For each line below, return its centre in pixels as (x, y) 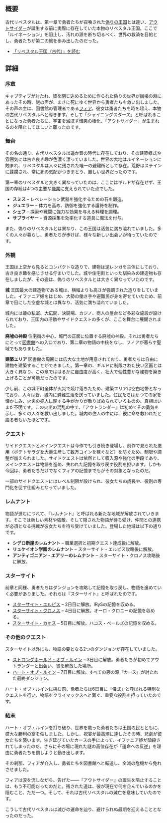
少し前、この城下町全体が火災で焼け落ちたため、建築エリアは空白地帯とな (81, 389)
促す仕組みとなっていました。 (48, 488)
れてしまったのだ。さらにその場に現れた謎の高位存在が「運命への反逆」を (81, 746)
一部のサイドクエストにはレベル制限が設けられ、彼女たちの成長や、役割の (81, 481)
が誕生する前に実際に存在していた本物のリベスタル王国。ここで (92, 28)
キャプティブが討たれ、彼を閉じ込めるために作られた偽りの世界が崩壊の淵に (83, 96)
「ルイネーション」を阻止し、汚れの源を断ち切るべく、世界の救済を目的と (81, 34)
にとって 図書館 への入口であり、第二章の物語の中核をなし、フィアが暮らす (81, 342)
